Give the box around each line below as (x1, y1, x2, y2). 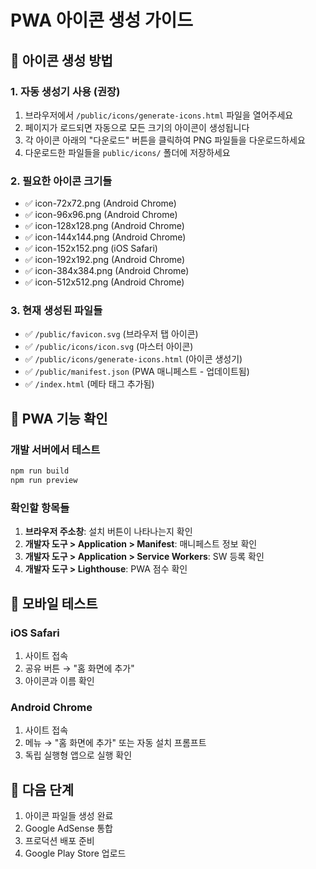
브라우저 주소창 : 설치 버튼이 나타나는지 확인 (24, 526, 193, 538)
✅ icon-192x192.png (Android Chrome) (24, 254, 186, 266)
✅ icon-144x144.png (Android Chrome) (24, 231, 187, 243)
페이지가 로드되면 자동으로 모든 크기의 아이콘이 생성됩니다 (24, 121, 250, 133)
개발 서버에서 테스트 (10, 442, 101, 456)
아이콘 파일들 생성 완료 (24, 810, 114, 821)
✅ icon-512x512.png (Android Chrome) (24, 276, 185, 288)
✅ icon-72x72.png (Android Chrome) (24, 197, 177, 210)
